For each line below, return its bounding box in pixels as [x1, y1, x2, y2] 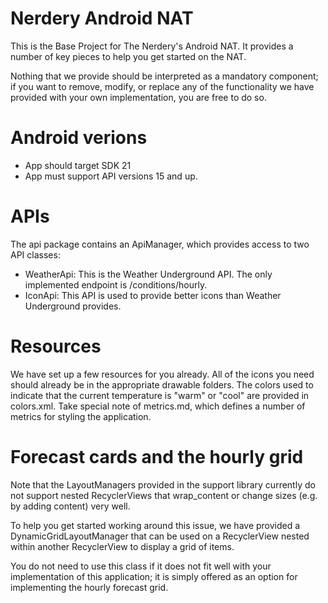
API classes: [10, 248, 61, 261]
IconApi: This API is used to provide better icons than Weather [24, 289, 282, 301]
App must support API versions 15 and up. [24, 170, 198, 182]
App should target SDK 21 [24, 159, 132, 171]
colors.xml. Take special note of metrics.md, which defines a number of [10, 400, 306, 412]
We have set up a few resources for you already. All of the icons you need [10, 368, 315, 380]
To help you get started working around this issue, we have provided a [10, 519, 301, 531]
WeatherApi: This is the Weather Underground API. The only [24, 268, 273, 280]
